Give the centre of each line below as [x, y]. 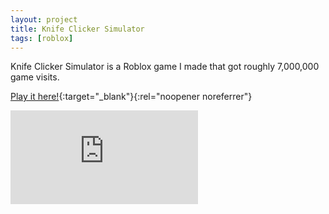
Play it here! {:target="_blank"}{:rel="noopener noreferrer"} [131, 97]
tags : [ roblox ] [42, 38]
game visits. [35, 77]
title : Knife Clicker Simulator [77, 29]
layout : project [44, 19]
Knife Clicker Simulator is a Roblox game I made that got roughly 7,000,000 [165, 67]
